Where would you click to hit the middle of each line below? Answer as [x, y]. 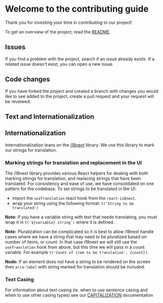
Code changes [27, 80]
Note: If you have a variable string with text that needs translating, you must [81, 217]
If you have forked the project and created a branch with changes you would [82, 91]
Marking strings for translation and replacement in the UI [73, 162]
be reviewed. [18, 101]
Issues [15, 47]
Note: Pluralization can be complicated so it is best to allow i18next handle [80, 232]
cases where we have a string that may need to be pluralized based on [76, 237]
